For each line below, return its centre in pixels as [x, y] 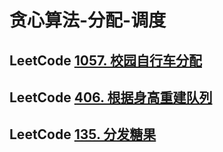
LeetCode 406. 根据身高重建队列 [111, 97]
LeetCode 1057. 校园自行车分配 [105, 60]
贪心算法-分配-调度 [88, 20]
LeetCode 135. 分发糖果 [83, 134]
